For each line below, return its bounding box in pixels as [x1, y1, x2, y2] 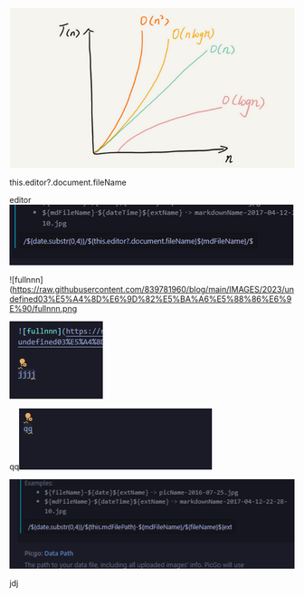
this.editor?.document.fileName [9, 177, 127, 188]
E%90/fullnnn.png [9, 303, 78, 314]
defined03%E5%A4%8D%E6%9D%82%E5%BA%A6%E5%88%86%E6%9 [9, 294, 292, 304]
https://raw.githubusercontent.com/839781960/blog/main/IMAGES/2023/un [12, 284, 295, 295]
